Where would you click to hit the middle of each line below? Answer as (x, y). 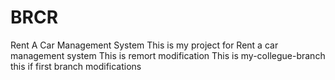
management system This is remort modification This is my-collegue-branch (168, 55)
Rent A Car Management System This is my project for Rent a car (144, 45)
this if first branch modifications (76, 66)
